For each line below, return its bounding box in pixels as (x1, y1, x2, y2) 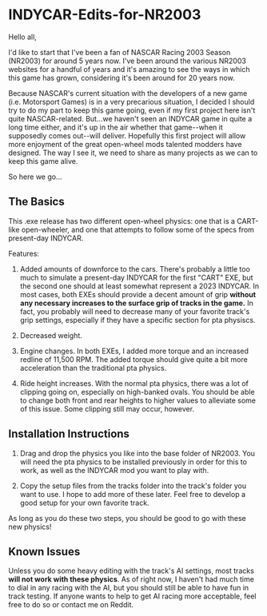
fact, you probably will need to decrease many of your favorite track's (19, 306, 250, 316)
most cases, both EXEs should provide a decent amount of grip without (19, 289, 257, 299)
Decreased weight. (19, 330, 82, 340)
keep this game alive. (8, 156, 78, 165)
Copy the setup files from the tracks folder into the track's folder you (19, 481, 246, 491)
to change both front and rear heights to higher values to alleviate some (19, 395, 257, 405)
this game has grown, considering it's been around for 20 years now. (8, 73, 235, 82)
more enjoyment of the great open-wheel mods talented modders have (8, 139, 242, 149)
